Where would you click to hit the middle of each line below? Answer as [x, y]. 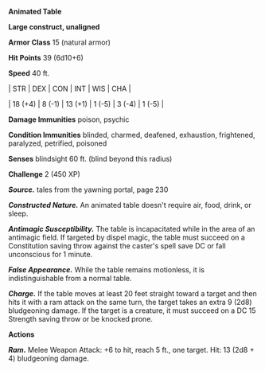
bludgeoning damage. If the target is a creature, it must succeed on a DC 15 [132, 310]
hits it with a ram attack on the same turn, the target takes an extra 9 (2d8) [130, 302]
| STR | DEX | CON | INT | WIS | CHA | [70, 88]
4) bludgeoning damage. [49, 358]
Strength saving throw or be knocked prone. [81, 319]
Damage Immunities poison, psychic [69, 119]
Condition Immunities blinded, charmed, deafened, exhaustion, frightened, [132, 135]
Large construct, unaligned [54, 27]
